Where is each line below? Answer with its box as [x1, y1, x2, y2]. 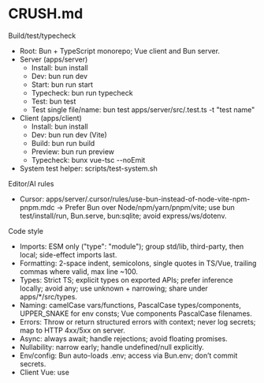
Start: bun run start [31, 80, 93, 89]
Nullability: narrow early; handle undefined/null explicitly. [19, 342, 205, 351]
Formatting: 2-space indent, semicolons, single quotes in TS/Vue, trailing [19, 258, 257, 268]
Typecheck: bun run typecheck [31, 88, 133, 97]
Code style [8, 226, 44, 235]
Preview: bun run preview [31, 147, 114, 156]
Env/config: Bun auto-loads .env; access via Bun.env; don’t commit [19, 351, 238, 360]
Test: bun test [31, 96, 76, 106]
